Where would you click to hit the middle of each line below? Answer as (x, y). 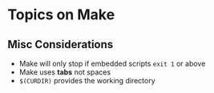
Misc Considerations (61, 44)
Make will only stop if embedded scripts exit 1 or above (112, 63)
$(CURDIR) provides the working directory (87, 81)
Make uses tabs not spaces (65, 72)
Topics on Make (61, 15)
